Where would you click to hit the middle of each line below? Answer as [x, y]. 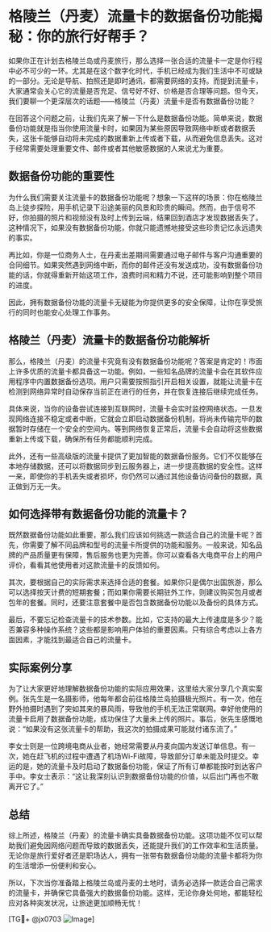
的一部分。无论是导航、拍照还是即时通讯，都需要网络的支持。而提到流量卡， [135, 81]
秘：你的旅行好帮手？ [79, 37]
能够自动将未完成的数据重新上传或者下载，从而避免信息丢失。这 [149, 138]
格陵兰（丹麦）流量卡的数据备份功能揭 [136, 17]
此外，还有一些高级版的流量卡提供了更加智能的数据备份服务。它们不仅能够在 [135, 456]
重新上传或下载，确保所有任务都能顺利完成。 [83, 439]
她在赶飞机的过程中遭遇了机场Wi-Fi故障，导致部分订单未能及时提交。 [137, 756]
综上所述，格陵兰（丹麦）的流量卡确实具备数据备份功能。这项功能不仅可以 [132, 835]
